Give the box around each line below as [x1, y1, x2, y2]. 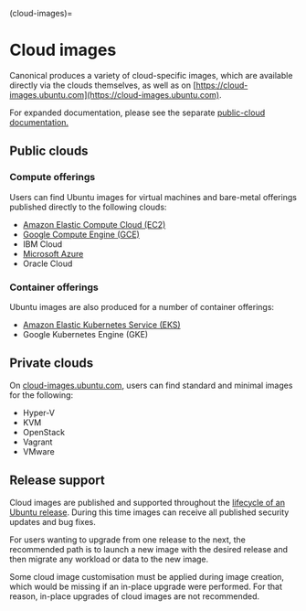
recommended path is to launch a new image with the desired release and [9, 543, 289, 554]
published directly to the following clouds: [9, 201, 167, 212]
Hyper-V [22, 407, 55, 418]
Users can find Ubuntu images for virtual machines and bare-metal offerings [9, 191, 297, 202]
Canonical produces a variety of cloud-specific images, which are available [9, 70, 293, 80]
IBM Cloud [22, 238, 63, 250]
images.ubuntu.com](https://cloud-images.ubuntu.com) [9, 89, 220, 100]
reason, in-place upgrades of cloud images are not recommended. [9, 590, 260, 602]
